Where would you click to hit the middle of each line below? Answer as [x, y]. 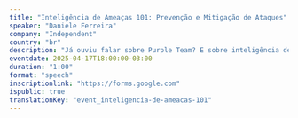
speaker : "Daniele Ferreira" [63, 26]
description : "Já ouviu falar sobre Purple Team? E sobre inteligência [144, 51]
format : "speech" [41, 75]
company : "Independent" [53, 34]
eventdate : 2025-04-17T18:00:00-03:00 [81, 59]
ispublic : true [37, 91]
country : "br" [35, 42]
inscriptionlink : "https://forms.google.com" [94, 83]
